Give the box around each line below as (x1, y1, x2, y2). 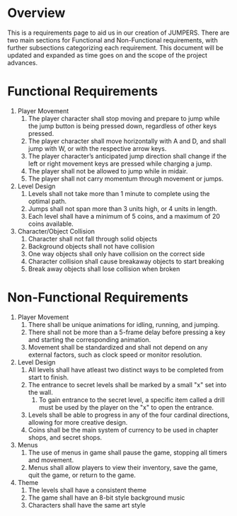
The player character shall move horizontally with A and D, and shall (28, 137, 226, 145)
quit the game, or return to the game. (28, 471, 137, 479)
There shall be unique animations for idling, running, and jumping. (28, 320, 220, 328)
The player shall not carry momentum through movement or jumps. (28, 174, 224, 183)
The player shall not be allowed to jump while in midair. (28, 166, 188, 175)
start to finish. (28, 373, 69, 382)
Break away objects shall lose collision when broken (28, 264, 180, 273)
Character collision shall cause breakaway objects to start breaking (28, 257, 224, 265)
